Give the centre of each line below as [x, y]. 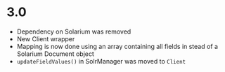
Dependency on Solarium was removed [74, 31]
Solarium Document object [55, 54]
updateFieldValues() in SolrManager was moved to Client [101, 61]
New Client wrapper [46, 38]
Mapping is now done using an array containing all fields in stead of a [117, 46]
